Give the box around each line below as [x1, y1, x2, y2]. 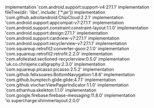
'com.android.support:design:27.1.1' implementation [5, 30, 109, 36]
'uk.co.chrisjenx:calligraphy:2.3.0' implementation [5, 61, 106, 67]
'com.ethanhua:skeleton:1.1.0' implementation [5, 87, 97, 93]
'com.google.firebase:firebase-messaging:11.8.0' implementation [5, 92, 136, 98]
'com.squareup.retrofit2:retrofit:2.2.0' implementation [5, 51, 113, 57]
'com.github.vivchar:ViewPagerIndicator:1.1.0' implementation [5, 82, 129, 87]
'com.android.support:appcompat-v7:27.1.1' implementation [5, 20, 124, 25]
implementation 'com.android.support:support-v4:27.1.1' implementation [5, 4, 150, 10]
